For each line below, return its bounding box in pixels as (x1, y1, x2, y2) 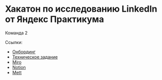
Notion (12, 64, 26, 70)
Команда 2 (5, 30, 28, 36)
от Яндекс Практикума (5, 14, 104, 25)
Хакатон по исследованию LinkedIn (5, 3, 158, 15)
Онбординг (12, 49, 36, 55)
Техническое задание (12, 54, 58, 60)
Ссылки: (5, 39, 23, 45)
